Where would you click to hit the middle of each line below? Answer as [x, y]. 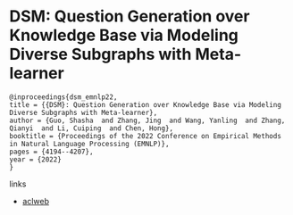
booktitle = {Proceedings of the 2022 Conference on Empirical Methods [145, 136]
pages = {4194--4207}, [51, 152]
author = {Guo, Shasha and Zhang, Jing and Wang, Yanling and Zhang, [147, 120]
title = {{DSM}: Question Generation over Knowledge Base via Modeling [145, 104]
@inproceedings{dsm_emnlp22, [63, 97]
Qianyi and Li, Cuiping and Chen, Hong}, [92, 128]
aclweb [35, 201]
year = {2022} [36, 159]
